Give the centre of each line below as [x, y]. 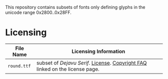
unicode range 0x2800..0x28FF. [38, 12]
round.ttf [19, 66]
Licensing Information [98, 51]
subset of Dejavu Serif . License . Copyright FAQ [92, 63]
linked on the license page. [68, 69]
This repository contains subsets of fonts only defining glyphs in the [75, 7]
